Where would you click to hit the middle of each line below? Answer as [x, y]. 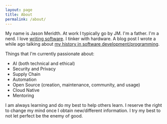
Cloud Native [26, 90]
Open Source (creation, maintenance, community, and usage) [76, 85]
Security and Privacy [34, 69]
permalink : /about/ [26, 19]
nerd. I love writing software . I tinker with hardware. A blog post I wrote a [80, 39]
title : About [19, 15]
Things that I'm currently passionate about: [50, 54]
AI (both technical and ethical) [44, 64]
